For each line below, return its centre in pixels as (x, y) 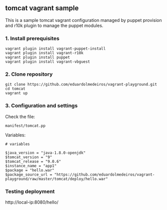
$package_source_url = (29, 174)
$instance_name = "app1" (31, 166)
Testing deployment (30, 191)
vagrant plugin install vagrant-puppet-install (56, 49)
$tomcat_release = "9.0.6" (33, 161)
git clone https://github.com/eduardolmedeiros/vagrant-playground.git (81, 85)
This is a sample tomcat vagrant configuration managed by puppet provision (83, 20)
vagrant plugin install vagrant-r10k (44, 53)
